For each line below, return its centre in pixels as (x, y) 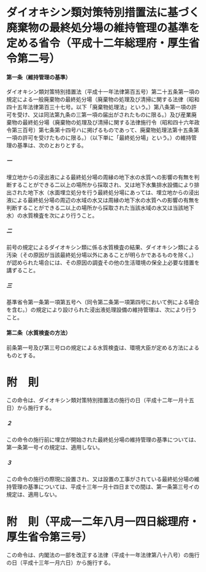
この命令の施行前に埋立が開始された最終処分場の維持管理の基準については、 (103, 440)
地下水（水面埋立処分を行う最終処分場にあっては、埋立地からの (108, 193)
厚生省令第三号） (50, 537)
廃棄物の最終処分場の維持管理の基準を (103, 28)
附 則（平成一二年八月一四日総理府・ (103, 521)
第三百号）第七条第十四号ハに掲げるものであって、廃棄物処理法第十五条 (103, 130)
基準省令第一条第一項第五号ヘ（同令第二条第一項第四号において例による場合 (103, 302)
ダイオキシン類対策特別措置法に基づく (103, 13)
